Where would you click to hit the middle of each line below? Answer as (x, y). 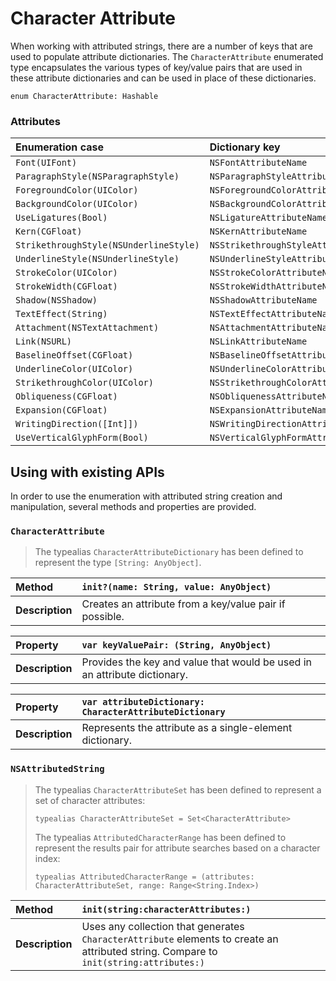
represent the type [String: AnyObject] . (118, 563)
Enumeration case (59, 147)
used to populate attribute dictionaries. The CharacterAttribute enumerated (167, 56)
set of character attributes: (90, 800)
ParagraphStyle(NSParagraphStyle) (97, 176)
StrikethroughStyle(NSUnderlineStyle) (107, 245)
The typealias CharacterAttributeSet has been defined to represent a (178, 789)
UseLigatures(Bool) (61, 218)
